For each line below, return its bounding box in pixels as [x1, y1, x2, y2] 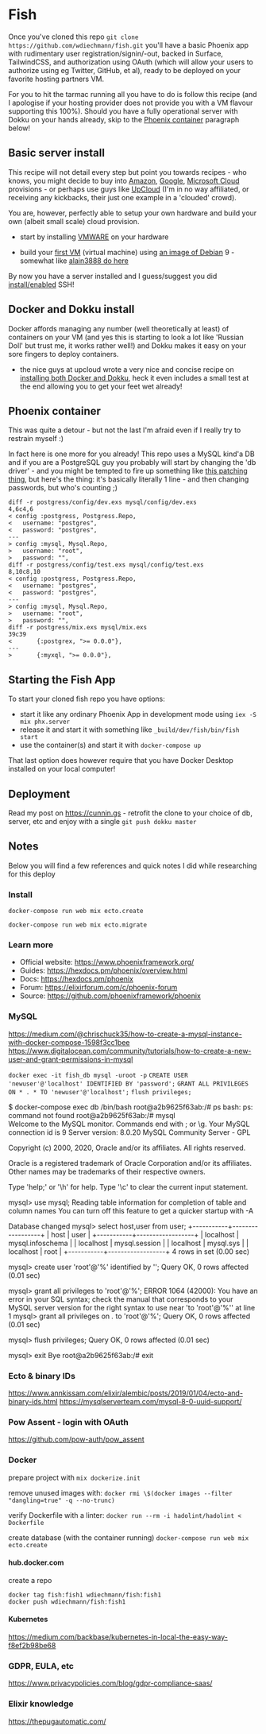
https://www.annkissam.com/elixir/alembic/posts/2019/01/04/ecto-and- [8, 1388, 244, 1398]
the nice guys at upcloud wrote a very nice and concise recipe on [19, 364, 234, 374]
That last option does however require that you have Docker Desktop [8, 756, 233, 765]
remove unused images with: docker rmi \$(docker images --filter [8, 1488, 233, 1497]
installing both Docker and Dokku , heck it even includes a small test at [19, 373, 249, 382]
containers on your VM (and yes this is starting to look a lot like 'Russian [8, 332, 244, 342]
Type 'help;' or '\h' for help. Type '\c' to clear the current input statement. [8, 1182, 249, 1191]
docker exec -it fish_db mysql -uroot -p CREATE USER [8, 1071, 188, 1079]
